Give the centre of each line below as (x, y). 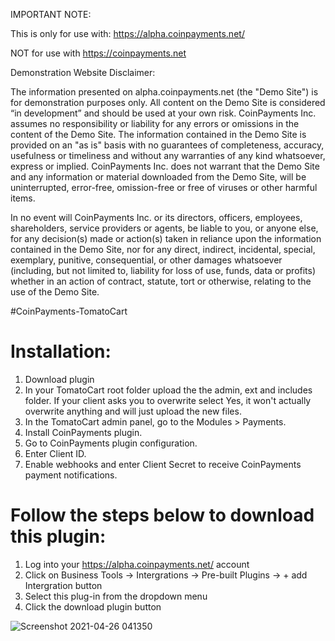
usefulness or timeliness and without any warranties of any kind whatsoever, (168, 155)
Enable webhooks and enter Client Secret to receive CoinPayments (163, 464)
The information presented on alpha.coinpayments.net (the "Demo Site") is (164, 92)
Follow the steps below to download (162, 515)
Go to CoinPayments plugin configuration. (111, 443)
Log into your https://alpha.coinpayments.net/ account (137, 564)
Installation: (61, 351)
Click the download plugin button (93, 606)
